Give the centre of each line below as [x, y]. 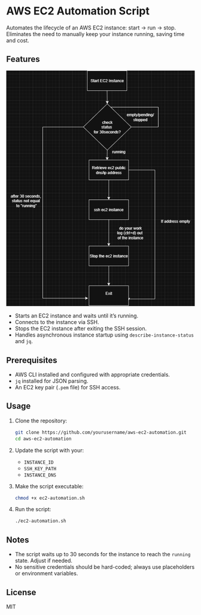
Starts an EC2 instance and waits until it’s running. [77, 316]
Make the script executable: [49, 486]
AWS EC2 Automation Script [78, 11]
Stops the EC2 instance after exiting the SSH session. [81, 329]
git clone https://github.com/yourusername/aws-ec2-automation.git [100, 432]
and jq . [24, 341]
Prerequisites [32, 360]
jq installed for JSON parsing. [51, 381]
